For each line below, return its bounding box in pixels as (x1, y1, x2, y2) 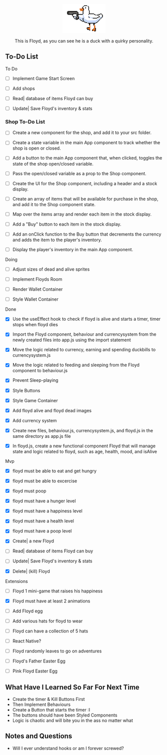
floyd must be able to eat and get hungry (12, 468, 96, 474)
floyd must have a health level (12, 518, 74, 524)
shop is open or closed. (12, 145, 61, 151)
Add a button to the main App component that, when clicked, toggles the (12, 155, 162, 161)
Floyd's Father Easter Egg (12, 658, 66, 664)
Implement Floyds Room (12, 276, 62, 282)
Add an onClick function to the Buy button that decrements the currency (12, 231, 161, 237)
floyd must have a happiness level (12, 508, 82, 514)
